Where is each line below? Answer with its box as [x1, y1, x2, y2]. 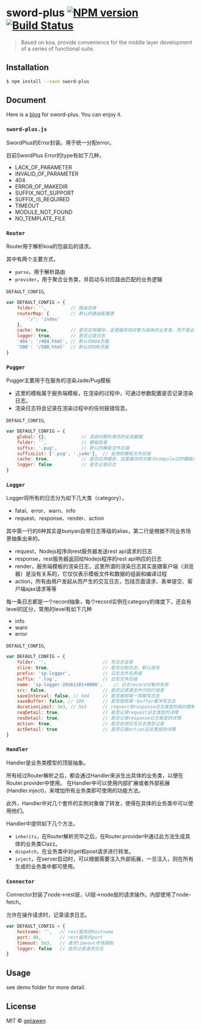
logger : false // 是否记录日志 [17, 462, 117, 468]
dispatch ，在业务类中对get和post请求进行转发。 [14, 847, 135, 855]
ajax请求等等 [25, 585, 57, 593]
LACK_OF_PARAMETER [14, 163, 72, 171]
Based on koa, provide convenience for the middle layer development [20, 38, 193, 46]
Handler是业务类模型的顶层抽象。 [6, 759, 89, 766]
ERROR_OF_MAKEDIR [14, 183, 68, 190]
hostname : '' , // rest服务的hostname [17, 928, 114, 934]
